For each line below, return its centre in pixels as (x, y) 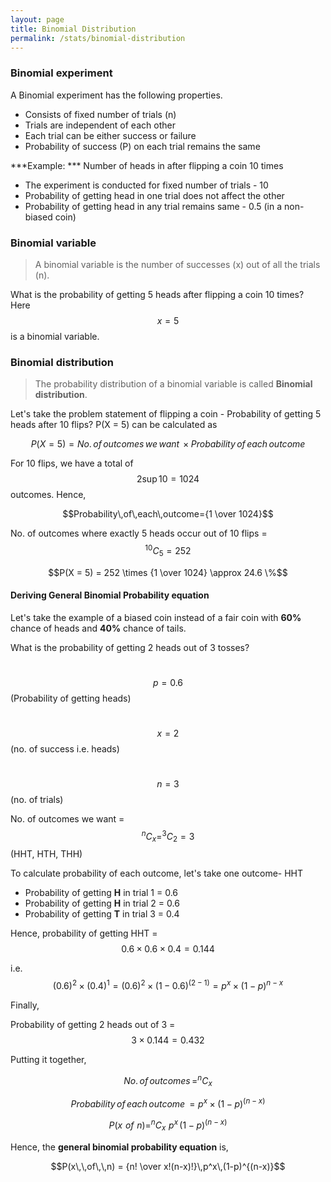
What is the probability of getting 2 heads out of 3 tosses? (130, 647)
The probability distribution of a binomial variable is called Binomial (173, 384)
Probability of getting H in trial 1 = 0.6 (101, 893)
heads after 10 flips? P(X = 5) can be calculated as (114, 425)
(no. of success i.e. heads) (65, 748)
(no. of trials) (37, 799)
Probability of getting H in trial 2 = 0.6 (102, 903)
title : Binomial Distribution (73, 29)
